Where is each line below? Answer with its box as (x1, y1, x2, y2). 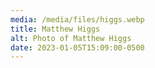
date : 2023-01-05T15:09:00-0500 (10, 42, 145, 53)
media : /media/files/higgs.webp (10, 14, 145, 25)
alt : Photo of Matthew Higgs (10, 33, 132, 43)
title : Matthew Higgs (10, 24, 101, 34)
